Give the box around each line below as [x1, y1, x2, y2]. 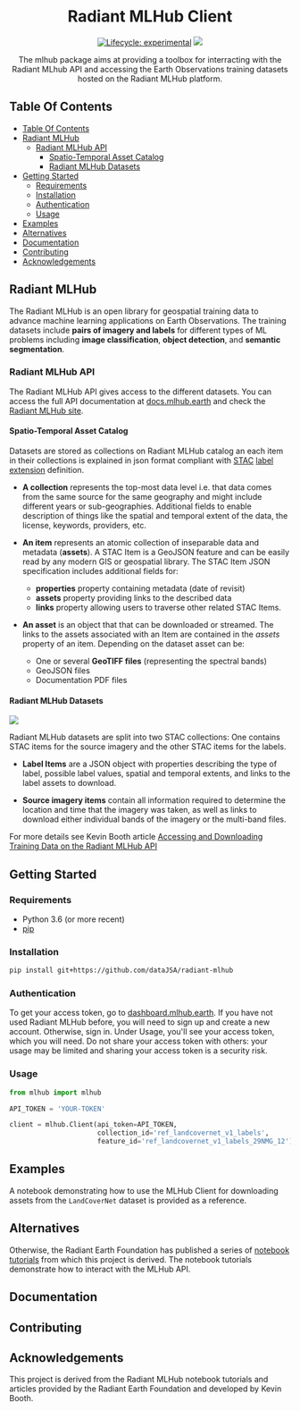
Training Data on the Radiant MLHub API [9, 841, 158, 851]
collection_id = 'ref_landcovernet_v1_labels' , [96, 1128, 270, 1137]
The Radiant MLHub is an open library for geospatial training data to [9, 306, 259, 317]
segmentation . [9, 343, 65, 354]
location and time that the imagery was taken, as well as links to [21, 805, 257, 815]
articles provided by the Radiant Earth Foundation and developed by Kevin [9, 1383, 282, 1394]
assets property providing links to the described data [35, 593, 232, 604]
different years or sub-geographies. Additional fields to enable [21, 501, 252, 511]
